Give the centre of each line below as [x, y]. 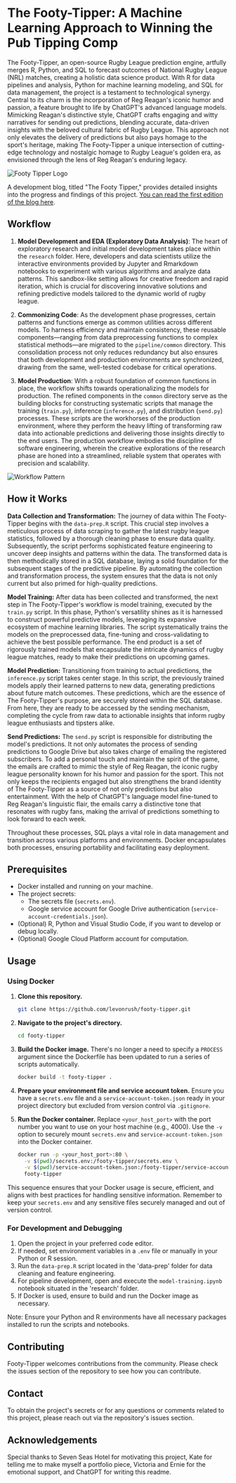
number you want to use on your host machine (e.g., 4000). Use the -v [120, 1127]
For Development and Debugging [65, 1229]
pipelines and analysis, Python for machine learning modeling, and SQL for [115, 85]
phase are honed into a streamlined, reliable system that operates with [119, 455]
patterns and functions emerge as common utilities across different [115, 322]
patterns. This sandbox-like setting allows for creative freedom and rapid [123, 278]
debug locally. [38, 931]
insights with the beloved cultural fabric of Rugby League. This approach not [118, 130]
